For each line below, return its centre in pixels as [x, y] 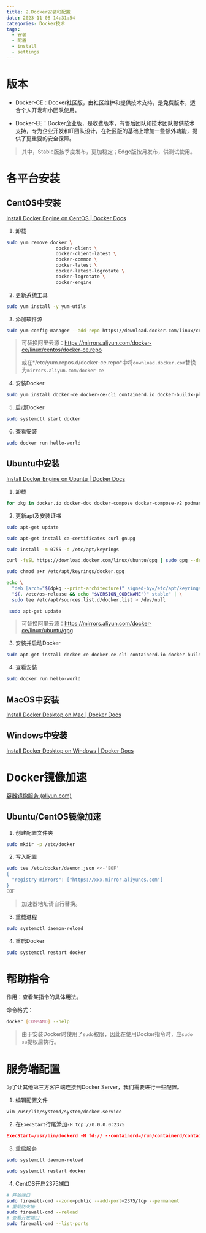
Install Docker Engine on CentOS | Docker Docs [67, 218]
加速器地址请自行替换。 [51, 904]
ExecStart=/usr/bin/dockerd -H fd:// [55, 1136]
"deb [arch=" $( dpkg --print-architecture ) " [68, 588]
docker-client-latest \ [86, 254]
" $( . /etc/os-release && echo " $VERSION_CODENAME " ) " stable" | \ [97, 594]
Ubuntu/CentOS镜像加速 [54, 817]
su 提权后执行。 [40, 1042]
